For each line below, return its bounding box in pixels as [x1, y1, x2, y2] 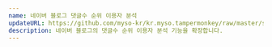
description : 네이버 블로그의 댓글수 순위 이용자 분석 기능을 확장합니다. [8, 26, 223, 34]
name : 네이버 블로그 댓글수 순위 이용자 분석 [8, 11, 138, 20]
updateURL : [8, 19, 45, 27]
